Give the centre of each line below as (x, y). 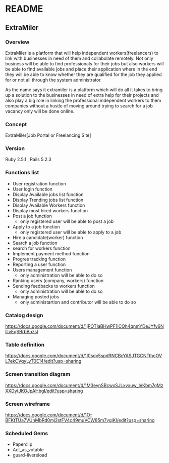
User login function (33, 189)
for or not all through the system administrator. (53, 80)
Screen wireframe (28, 404)
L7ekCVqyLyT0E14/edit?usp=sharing (43, 361)
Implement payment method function (51, 253)
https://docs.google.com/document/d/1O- (49, 415)
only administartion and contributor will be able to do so (78, 302)
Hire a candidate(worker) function (48, 237)
